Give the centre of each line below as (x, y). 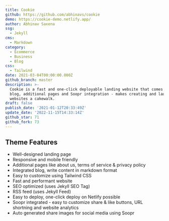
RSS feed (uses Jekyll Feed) (42, 192)
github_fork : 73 (22, 122)
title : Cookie (20, 10)
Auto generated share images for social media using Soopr (73, 213)
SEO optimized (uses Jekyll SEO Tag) (51, 186)
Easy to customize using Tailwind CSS (52, 176)
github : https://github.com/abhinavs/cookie (53, 15)
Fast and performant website (43, 181)
